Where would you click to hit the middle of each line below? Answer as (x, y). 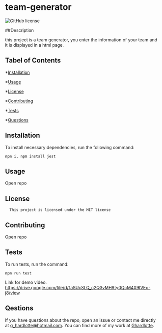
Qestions (19, 308)
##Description (20, 30)
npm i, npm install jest (30, 156)
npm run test (18, 273)
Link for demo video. (26, 282)
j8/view (13, 293)
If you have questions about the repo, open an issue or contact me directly (81, 320)
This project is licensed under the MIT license (60, 210)
